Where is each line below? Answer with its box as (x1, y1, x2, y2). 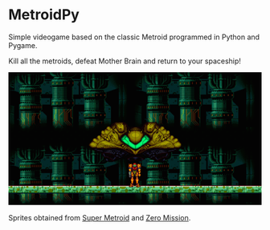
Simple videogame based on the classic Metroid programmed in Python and (8, 32, 260, 42)
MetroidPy (8, 6, 80, 24)
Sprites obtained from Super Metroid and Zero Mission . (8, 213, 191, 223)
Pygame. (8, 40, 38, 50)
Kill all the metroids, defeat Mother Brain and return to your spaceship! (8, 56, 241, 66)
